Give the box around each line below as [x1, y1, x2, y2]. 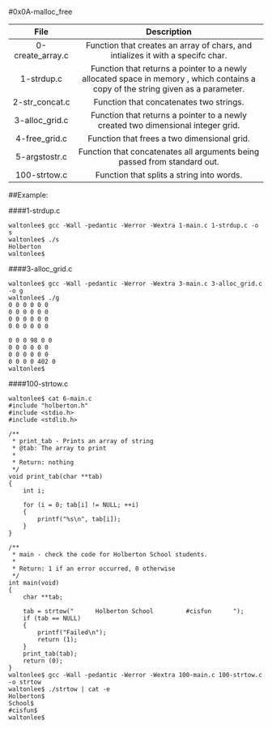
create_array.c [14, 50, 69, 61]
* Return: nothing [11, 458, 74, 467]
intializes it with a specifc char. [110, 50, 227, 61]
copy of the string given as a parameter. [92, 83, 245, 94]
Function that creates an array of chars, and [85, 40, 253, 51]
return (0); [23, 657, 63, 665]
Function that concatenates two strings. [93, 96, 244, 108]
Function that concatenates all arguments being [78, 146, 260, 157]
